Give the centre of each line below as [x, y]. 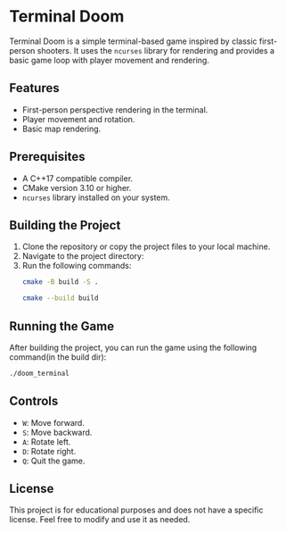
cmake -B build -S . [60, 282]
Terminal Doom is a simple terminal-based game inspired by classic [133, 41]
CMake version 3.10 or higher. [77, 187]
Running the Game [61, 326]
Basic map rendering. [61, 129]
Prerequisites [47, 157]
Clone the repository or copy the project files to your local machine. [146, 246]
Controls [34, 401]
